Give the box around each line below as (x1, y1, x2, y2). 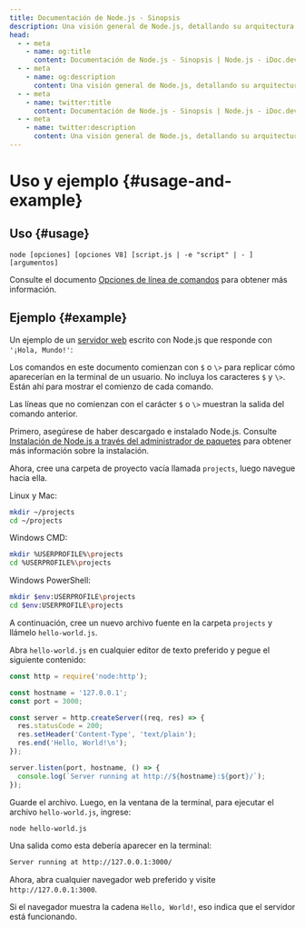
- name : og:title (25, 47, 92, 56)
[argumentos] (9, 258, 59, 267)
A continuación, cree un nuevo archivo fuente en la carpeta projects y (9, 617, 273, 628)
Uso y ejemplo (9, 171, 120, 192)
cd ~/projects (9, 515, 64, 525)
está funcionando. (9, 911, 77, 923)
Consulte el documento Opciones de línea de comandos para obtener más (9, 274, 288, 285)
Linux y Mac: (9, 490, 57, 501)
